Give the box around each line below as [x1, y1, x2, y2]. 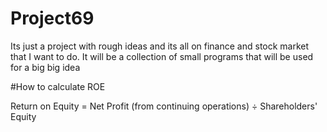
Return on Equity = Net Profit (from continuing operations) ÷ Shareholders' [10, 100, 318, 112]
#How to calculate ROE [10, 80, 106, 92]
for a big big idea [10, 61, 81, 73]
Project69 [10, 7, 95, 30]
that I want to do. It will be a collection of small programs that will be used [10, 50, 314, 62]
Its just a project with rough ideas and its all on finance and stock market [10, 40, 310, 52]
